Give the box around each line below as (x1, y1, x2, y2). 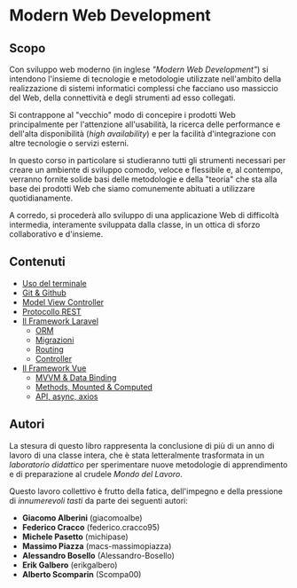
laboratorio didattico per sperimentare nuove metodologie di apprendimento (9, 459, 288, 470)
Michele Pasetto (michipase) (21, 531, 129, 542)
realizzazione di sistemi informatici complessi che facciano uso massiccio (9, 83, 279, 93)
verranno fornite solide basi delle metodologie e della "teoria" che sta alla (9, 174, 277, 184)
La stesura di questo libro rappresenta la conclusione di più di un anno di (9, 440, 275, 451)
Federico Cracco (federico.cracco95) (21, 521, 160, 532)
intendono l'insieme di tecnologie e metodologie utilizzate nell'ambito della (9, 74, 282, 84)
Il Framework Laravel (21, 316, 99, 326)
